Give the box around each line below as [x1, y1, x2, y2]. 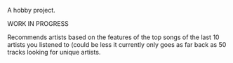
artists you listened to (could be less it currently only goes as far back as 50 [7, 41, 227, 48]
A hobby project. [7, 6, 56, 14]
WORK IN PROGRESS [7, 20, 69, 27]
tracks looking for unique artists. [7, 48, 101, 56]
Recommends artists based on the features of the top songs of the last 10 [7, 33, 220, 41]
